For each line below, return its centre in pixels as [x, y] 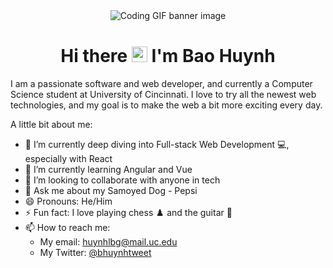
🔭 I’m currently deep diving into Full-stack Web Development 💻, [157, 144]
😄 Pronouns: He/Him [68, 201]
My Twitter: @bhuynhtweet [95, 252]
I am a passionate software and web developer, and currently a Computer [161, 83]
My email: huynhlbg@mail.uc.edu [108, 241]
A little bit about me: [51, 124]
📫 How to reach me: [67, 227]
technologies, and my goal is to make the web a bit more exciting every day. [166, 105]
